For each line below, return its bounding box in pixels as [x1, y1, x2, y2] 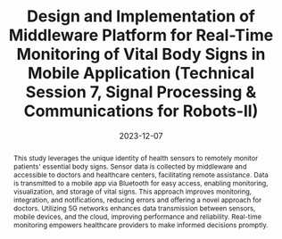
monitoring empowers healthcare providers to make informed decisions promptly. [12, 220, 269, 229]
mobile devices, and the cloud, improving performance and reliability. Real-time [12, 211, 261, 221]
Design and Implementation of [26, 6, 256, 27]
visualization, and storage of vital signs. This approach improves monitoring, [12, 186, 253, 196]
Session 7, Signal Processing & [25, 82, 257, 103]
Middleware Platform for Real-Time [8, 25, 274, 45]
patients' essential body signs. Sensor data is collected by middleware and [12, 161, 247, 171]
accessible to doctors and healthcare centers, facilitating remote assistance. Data [12, 169, 270, 179]
